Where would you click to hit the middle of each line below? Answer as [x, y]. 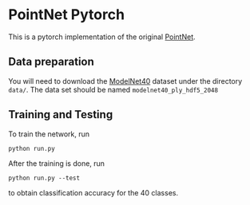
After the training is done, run [57, 163]
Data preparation [51, 62]
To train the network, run [49, 134]
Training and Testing [61, 114]
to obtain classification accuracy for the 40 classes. [93, 192]
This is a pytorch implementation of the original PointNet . [102, 37]
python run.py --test [44, 178]
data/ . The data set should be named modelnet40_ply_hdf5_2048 [113, 89]
